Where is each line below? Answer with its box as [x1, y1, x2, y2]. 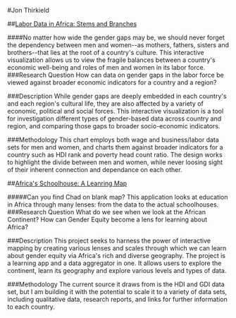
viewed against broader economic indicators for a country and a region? [7, 78, 217, 87]
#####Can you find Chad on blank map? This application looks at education [7, 193, 228, 201]
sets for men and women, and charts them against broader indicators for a [7, 143, 223, 151]
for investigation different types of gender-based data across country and [7, 114, 222, 123]
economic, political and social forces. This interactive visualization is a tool [7, 107, 224, 115]
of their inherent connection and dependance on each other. [7, 166, 182, 173]
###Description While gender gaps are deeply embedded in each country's [7, 92, 227, 100]
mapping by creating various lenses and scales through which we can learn [7, 244, 227, 252]
